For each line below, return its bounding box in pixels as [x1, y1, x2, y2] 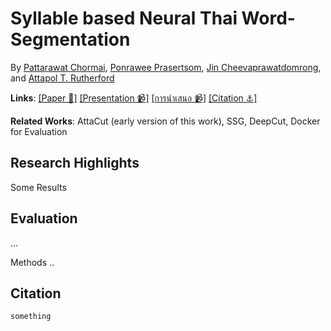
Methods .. [10, 256, 55, 268]
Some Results [10, 181, 67, 193]
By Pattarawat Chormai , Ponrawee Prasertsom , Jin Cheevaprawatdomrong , [10, 61, 322, 73]
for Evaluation [10, 125, 68, 137]
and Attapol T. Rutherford [10, 72, 115, 84]
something [10, 312, 52, 322]
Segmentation [10, 28, 131, 51]
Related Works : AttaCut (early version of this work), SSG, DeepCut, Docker [10, 115, 321, 127]
